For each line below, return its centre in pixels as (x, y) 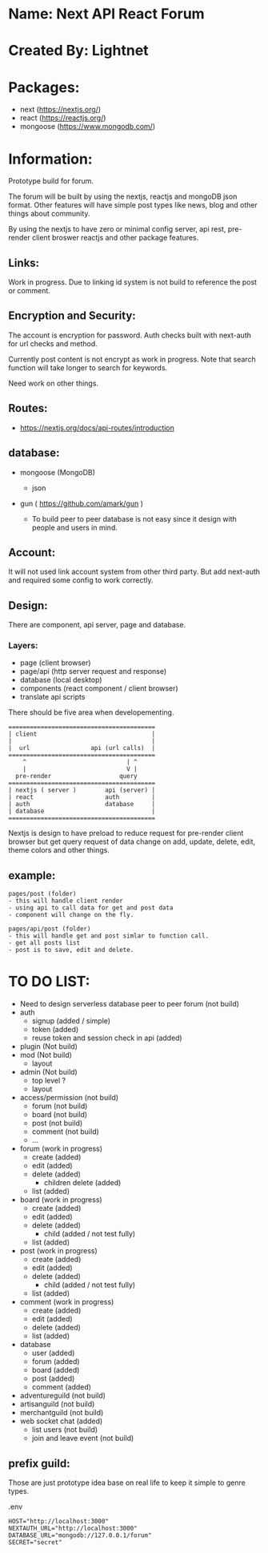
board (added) (56, 1370)
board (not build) (60, 1115)
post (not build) (57, 1123)
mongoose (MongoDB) (58, 472)
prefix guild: (39, 1463)
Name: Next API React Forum (107, 14)
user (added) (53, 1353)
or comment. (29, 291)
